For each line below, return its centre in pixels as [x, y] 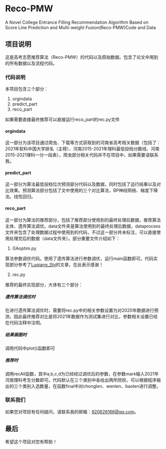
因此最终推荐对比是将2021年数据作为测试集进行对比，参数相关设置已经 [86, 316]
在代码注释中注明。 [25, 322]
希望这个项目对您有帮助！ [31, 442]
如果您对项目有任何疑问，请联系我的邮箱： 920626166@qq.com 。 [72, 412]
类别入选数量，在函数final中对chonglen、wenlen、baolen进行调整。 [91, 386]
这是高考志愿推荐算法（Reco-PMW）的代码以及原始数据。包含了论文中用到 [82, 57]
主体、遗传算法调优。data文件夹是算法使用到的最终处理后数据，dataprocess [83, 226]
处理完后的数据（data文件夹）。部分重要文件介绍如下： [64, 238]
